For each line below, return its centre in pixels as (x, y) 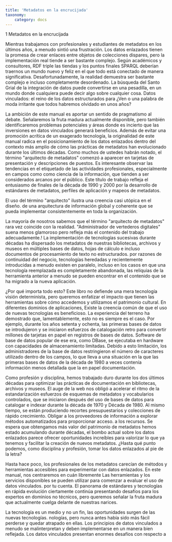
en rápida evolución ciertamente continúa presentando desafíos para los (82, 492)
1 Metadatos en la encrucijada (37, 34)
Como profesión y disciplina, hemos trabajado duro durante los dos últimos (85, 378)
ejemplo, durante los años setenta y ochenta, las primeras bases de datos (83, 324)
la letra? (14, 454)
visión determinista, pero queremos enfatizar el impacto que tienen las (80, 297)
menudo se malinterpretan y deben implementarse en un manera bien (79, 529)
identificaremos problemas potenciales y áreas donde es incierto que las (82, 125)
